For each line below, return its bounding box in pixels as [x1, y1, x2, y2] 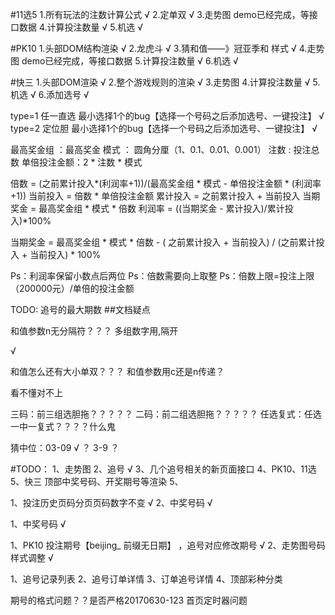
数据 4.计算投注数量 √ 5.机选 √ [18, 21, 143, 33]
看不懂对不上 [10, 387, 63, 398]
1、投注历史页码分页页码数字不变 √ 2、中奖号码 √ [10, 497, 213, 508]
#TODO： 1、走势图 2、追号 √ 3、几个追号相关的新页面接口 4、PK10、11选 [10, 463, 317, 475]
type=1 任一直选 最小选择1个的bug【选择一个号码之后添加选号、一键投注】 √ [10, 110, 325, 122]
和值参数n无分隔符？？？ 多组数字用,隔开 [10, 325, 179, 337]
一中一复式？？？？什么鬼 [10, 421, 116, 432]
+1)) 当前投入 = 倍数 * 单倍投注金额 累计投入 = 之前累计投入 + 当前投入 [10, 190, 301, 202]
